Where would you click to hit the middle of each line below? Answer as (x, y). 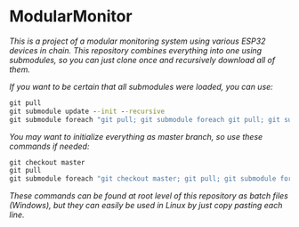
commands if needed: (49, 146)
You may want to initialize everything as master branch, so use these (136, 136)
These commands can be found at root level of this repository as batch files (149, 196)
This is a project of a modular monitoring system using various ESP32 (137, 41)
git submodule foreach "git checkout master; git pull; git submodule (143, 179)
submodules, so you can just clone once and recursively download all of (142, 60)
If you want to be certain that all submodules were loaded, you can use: (141, 86)
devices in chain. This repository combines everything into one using (136, 50)
